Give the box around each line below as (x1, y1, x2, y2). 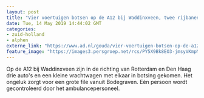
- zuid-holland (6, 32, 45, 38)
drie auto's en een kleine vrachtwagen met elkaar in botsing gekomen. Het (6, 71, 193, 79)
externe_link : (6, 43, 42, 49)
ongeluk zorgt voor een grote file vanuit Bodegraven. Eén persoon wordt (6, 78, 188, 85)
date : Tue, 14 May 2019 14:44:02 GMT (6, 20, 102, 26)
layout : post (6, 9, 39, 15)
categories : (6, 26, 36, 32)
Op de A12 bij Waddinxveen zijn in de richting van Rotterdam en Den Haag (6, 65, 191, 72)
